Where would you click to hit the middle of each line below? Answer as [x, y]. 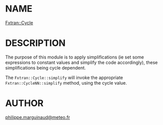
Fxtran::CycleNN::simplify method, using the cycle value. [66, 83]
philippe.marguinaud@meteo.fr [38, 117]
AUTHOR [25, 103]
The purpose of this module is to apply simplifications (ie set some [75, 57]
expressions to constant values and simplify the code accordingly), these [81, 62]
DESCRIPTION [35, 43]
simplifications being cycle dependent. [46, 68]
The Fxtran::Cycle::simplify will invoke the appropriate [64, 77]
